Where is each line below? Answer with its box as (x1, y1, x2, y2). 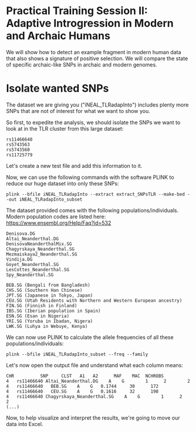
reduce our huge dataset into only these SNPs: (6, 180, 119, 187)
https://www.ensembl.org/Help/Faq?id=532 (6, 219, 111, 226)
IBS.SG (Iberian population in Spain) (6, 308, 101, 314)
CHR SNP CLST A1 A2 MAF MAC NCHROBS (6, 373, 164, 379)
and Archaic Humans (6, 29, 110, 42)
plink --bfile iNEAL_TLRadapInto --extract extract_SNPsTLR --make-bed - (6, 191, 191, 197)
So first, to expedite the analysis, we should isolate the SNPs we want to (6, 119, 181, 126)
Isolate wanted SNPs (6, 82, 109, 95)
